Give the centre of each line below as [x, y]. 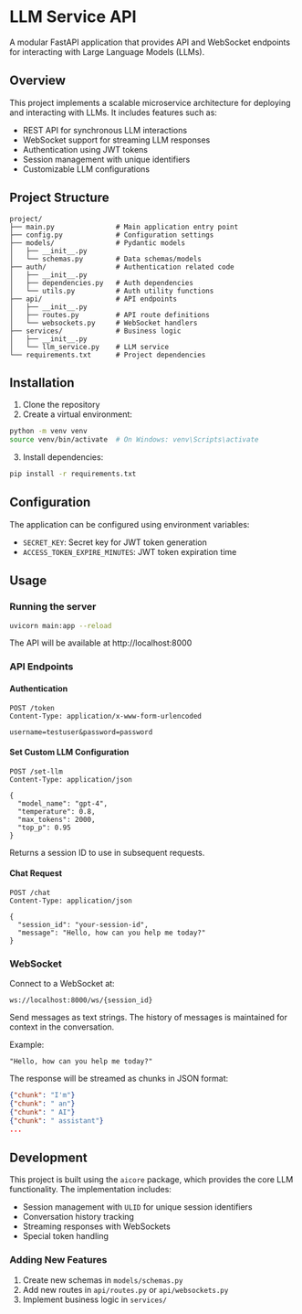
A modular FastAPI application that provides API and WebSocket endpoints [150, 42]
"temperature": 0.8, [57, 811]
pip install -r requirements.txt [73, 474]
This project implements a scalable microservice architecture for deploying [150, 102]
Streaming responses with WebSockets [96, 1226]
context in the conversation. [62, 1027]
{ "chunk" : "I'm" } [42, 1095]
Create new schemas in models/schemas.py [103, 1280]
